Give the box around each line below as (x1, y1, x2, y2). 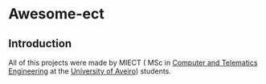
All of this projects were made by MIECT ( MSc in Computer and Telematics (8, 58, 258, 67)
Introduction (8, 37, 72, 50)
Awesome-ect (8, 5, 104, 23)
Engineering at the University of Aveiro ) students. (8, 66, 171, 76)
